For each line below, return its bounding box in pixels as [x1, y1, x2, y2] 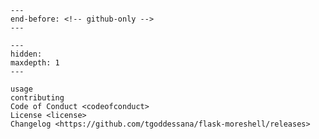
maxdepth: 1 [10, 58, 60, 68]
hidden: [10, 49, 43, 59]
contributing [10, 93, 65, 103]
